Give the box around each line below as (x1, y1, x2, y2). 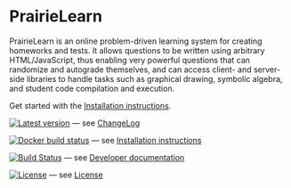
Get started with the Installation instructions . (9, 100, 172, 110)
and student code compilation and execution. (9, 83, 175, 94)
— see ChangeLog (71, 118, 141, 128)
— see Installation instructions (91, 135, 202, 145)
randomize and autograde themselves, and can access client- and (9, 64, 252, 75)
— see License (48, 169, 104, 180)
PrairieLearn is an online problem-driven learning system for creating (9, 36, 263, 46)
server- (253, 64, 281, 75)
